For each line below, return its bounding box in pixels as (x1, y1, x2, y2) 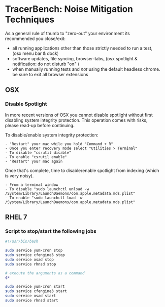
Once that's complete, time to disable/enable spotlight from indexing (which (5, 167, 159, 174)
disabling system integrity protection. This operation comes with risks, (5, 117, 148, 123)
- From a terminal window (5, 182, 58, 187)
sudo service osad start (5, 293, 56, 299)
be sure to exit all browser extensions (12, 71, 89, 77)
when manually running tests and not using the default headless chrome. (12, 66, 161, 72)
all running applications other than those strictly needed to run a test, (12, 45, 153, 51)
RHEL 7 (5, 213, 28, 221)
